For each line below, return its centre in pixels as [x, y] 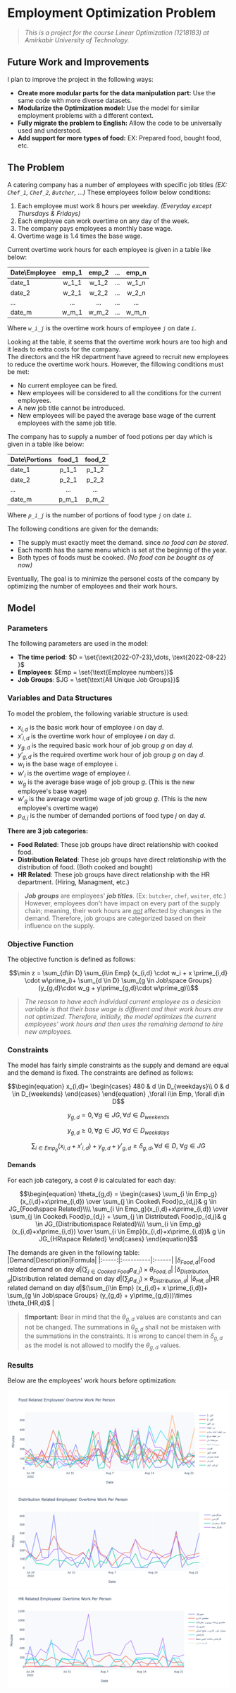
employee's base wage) [52, 791]
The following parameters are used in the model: [78, 644]
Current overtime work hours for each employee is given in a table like [109, 249]
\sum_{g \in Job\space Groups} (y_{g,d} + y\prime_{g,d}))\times [100, 1295]
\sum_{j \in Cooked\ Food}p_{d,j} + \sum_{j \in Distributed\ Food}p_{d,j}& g [118, 1217]
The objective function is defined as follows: [72, 959]
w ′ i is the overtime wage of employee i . [74, 774]
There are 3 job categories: [48, 831]
